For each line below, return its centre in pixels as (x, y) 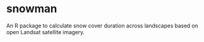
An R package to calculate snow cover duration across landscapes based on (102, 26)
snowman (32, 9)
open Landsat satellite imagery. (46, 32)
